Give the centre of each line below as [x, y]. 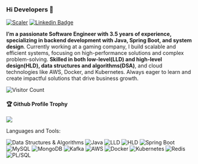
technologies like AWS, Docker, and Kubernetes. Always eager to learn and [99, 72]
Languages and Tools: [33, 131]
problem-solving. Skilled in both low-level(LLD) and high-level [84, 60]
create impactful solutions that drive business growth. [72, 78]
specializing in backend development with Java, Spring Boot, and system [99, 41]
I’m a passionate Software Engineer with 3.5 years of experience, [89, 34]
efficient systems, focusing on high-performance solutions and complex [95, 53]
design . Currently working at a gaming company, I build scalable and [91, 47]
